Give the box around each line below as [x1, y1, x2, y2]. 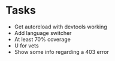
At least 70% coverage [14, 36, 71, 43]
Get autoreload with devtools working [14, 23, 107, 30]
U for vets [14, 42, 40, 49]
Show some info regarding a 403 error [14, 48, 109, 55]
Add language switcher [14, 29, 72, 36]
